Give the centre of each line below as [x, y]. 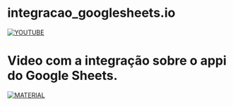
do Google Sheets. [62, 76]
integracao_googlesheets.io [91, 13]
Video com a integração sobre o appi [117, 61]
